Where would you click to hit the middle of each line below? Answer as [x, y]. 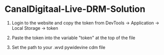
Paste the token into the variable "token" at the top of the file [73, 38]
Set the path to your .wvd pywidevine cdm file [59, 47]
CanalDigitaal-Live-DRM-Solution [75, 9]
